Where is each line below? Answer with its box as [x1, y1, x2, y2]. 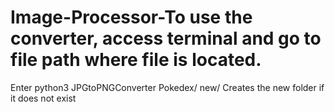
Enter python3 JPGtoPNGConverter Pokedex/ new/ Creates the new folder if [10, 81, 325, 93]
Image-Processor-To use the [10, 6, 253, 29]
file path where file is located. [10, 49, 262, 71]
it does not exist [10, 92, 77, 104]
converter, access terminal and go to [10, 27, 322, 50]
